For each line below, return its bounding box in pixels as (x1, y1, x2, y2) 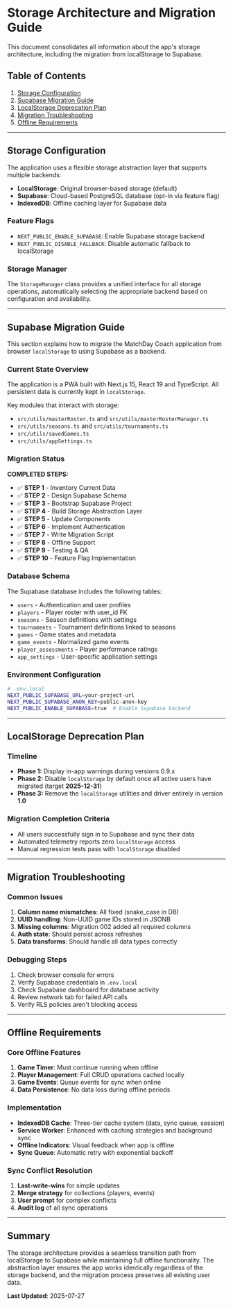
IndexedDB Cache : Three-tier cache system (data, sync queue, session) (17, 1119, 225, 1127)
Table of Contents (7, 70, 87, 82)
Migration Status (7, 454, 65, 463)
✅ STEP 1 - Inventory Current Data (17, 483, 116, 491)
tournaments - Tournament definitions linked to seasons (17, 623, 176, 631)
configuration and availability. (7, 295, 92, 303)
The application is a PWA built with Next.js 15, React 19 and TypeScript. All (7, 380, 219, 388)
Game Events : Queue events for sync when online (17, 1078, 162, 1087)
